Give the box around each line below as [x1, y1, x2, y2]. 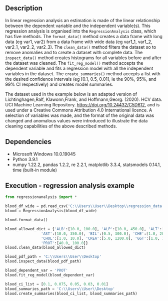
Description [5, 4, 42, 13]
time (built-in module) [12, 167, 57, 173]
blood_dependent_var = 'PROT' [5, 268, 68, 273]
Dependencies [5, 137, 51, 146]
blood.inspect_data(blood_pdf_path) [5, 259, 81, 264]
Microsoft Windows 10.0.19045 [12, 150, 76, 157]
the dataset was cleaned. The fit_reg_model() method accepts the [5, 60, 143, 66]
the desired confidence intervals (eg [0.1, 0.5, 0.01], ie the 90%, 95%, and [5, 76, 156, 82]
